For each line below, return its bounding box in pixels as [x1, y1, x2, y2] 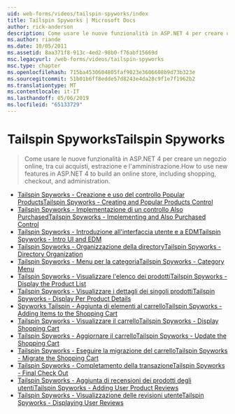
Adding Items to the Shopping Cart [17, 309, 117, 317]
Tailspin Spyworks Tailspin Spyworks [7, 131, 225, 148]
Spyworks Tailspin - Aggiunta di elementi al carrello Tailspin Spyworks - [17, 301, 222, 310]
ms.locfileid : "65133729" [7, 101, 83, 108]
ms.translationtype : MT [7, 82, 77, 89]
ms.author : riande [7, 36, 61, 43]
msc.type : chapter [7, 62, 61, 69]
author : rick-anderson [7, 23, 73, 30]
